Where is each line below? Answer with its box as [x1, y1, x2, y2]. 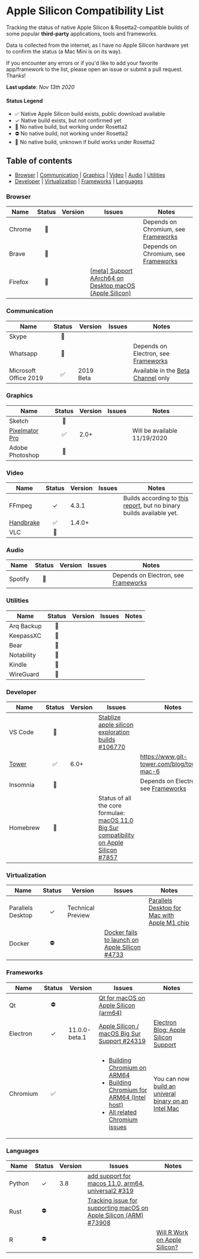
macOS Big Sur [98, 1029, 141, 1038]
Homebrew [9, 824, 40, 832]
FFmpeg [9, 501, 33, 510]
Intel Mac [153, 1104, 179, 1112]
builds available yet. [123, 509, 178, 517]
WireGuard [9, 670, 40, 678]
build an [153, 1082, 176, 1090]
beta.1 [68, 1033, 87, 1041]
